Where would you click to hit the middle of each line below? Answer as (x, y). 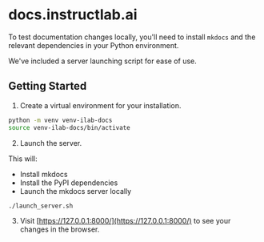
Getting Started (48, 86)
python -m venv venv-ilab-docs (60, 120)
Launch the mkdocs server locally (76, 191)
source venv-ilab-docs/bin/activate (69, 127)
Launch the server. (51, 143)
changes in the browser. (60, 229)
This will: (23, 159)
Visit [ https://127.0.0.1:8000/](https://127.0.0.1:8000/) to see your (125, 221)
